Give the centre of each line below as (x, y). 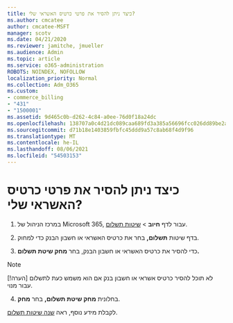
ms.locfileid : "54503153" (44, 156)
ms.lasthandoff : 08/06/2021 (48, 149)
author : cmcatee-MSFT (38, 26)
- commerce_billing (35, 98)
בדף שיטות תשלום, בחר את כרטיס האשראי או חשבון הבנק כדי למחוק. (108, 238)
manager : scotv (29, 33)
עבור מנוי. (20, 285)
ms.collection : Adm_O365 (43, 85)
